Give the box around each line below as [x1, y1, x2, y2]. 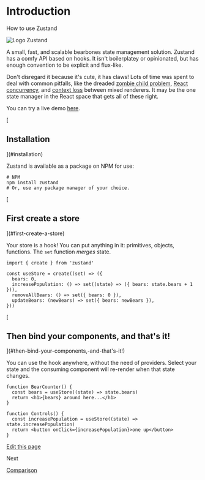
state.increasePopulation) [6, 421, 75, 428]
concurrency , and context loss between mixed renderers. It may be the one [6, 86, 196, 93]
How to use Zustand [6, 24, 58, 32]
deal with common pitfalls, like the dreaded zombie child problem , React [6, 80, 188, 87]
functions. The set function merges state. [6, 248, 111, 255]
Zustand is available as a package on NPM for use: [6, 162, 135, 170]
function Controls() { [6, 411, 64, 417]
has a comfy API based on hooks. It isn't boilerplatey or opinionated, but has [6, 54, 199, 62]
